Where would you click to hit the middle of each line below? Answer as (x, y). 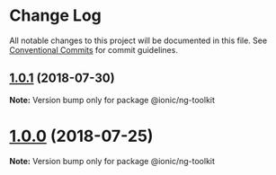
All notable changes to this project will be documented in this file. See (138, 40)
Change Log (55, 16)
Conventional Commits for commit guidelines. (93, 49)
